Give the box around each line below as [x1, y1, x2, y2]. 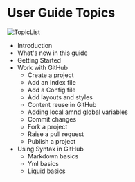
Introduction [17, 41, 53, 49]
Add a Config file [27, 85, 76, 94]
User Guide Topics [7, 5, 116, 21]
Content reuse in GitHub [27, 100, 97, 108]
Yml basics [27, 159, 59, 167]
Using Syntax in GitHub [17, 144, 84, 153]
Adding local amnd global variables [27, 108, 128, 116]
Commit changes [27, 115, 77, 123]
